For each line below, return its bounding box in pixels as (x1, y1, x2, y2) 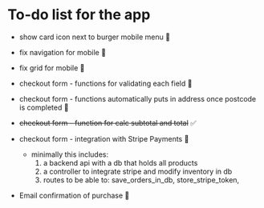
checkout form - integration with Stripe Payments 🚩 (18, 134, 189, 143)
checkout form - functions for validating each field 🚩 (18, 78, 193, 88)
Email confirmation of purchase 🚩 (18, 190, 130, 200)
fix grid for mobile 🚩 (18, 62, 85, 73)
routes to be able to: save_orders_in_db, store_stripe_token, (43, 174, 240, 185)
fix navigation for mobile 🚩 (18, 47, 106, 57)
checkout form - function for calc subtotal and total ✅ (18, 118, 197, 127)
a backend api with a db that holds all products (43, 158, 198, 167)
